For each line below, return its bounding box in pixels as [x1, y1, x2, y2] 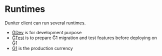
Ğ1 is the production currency [11, 45, 73, 51]
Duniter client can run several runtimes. [4, 20, 86, 26]
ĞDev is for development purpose [11, 29, 82, 35]
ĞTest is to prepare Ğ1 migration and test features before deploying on [11, 35, 157, 41]
